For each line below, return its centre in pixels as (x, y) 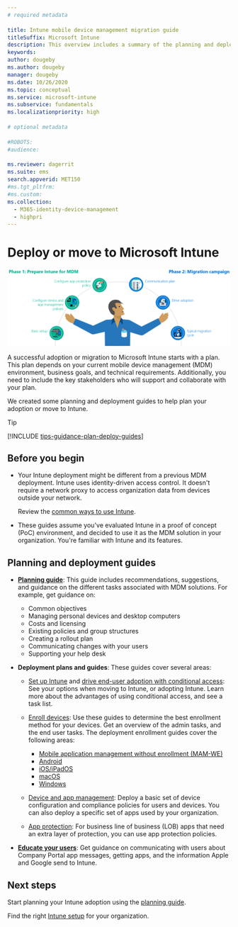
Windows (52, 784)
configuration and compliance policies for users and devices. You (124, 805)
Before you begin (46, 458)
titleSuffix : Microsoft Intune (53, 38)
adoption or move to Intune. (48, 408)
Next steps (32, 885)
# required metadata (38, 15)
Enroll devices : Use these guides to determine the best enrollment (124, 718)
